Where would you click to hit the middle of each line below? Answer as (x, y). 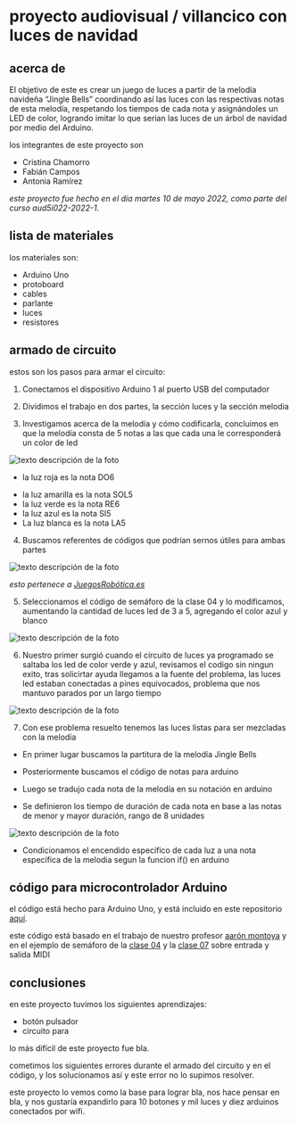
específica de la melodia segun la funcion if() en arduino (126, 859)
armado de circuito (63, 350)
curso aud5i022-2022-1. (54, 208)
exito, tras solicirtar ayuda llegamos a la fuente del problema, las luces (151, 674)
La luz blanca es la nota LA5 (74, 523)
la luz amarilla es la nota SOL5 (78, 494)
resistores (41, 322)
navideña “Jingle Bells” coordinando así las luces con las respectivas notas (147, 99)
